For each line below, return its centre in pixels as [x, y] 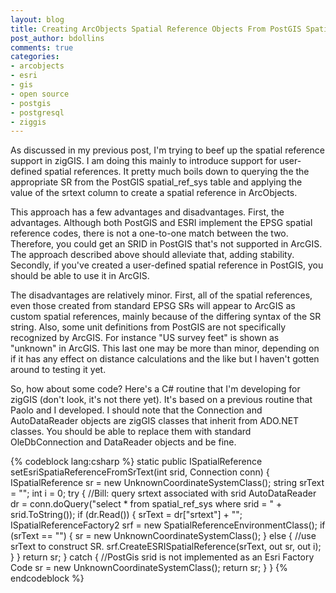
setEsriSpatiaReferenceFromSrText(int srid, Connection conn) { [140, 472]
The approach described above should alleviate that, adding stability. [152, 255]
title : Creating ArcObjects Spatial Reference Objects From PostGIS [156, 29]
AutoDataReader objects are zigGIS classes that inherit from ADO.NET [155, 421]
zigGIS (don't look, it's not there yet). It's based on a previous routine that [161, 400]
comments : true [42, 47]
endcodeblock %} [47, 578]
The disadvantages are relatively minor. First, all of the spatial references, [161, 295]
